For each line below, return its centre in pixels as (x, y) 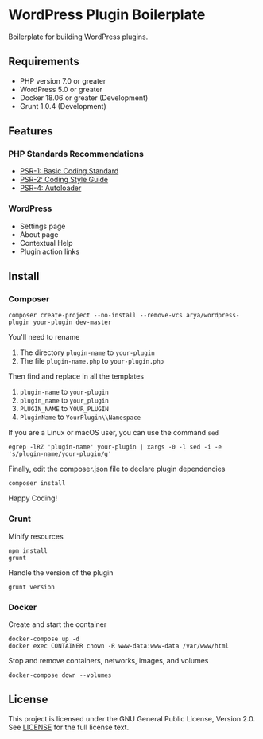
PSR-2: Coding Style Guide (64, 180)
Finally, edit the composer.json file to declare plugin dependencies (117, 469)
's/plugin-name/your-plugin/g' (60, 454)
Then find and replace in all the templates (76, 376)
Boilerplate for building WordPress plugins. (78, 37)
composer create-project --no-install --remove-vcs (95, 316)
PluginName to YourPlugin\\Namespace (80, 417)
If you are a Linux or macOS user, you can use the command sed (114, 433)
